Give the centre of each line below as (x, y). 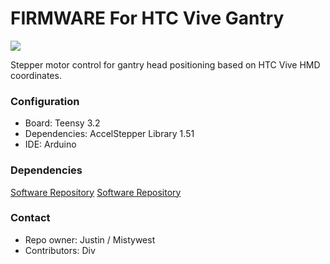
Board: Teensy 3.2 (62, 123)
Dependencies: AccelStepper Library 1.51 (109, 134)
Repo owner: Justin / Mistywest (90, 239)
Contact (30, 218)
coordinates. (36, 75)
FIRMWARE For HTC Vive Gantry (147, 18)
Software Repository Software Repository (96, 192)
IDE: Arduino (50, 144)
